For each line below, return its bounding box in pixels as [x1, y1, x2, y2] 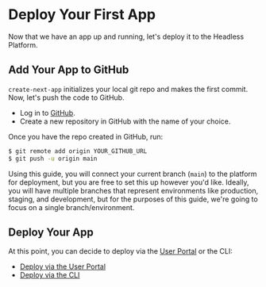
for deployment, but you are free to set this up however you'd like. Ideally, [8, 177, 249, 187]
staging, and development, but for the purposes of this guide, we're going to [8, 194, 258, 204]
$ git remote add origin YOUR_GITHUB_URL [8, 147, 148, 155]
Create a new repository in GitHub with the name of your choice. [19, 117, 231, 126]
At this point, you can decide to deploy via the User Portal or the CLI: [8, 247, 233, 256]
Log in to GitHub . [19, 108, 75, 117]
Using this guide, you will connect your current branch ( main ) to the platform [8, 169, 257, 178]
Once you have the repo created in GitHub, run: [8, 132, 164, 141]
